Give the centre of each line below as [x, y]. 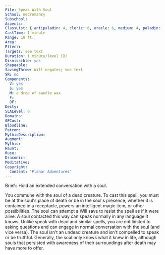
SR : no [12, 75]
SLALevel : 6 [17, 112]
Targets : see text [24, 51]
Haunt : [12, 149]
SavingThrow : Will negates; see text [44, 70]
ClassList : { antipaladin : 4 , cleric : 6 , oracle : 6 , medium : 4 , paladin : [83, 28]
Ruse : [11, 153]
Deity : [12, 107]
